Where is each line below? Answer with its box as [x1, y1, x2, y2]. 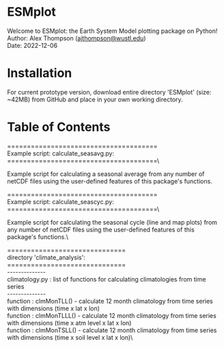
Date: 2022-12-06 [7, 41, 58, 49]
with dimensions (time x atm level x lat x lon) [7, 319, 132, 327]
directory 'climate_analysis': [7, 253, 85, 261]
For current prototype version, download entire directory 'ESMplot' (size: [7, 88, 212, 96]
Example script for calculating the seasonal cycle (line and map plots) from [7, 218, 217, 226]
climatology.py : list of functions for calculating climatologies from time [7, 275, 206, 283]
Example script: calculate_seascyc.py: [7, 197, 114, 206]
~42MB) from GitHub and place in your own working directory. [7, 95, 183, 103]
